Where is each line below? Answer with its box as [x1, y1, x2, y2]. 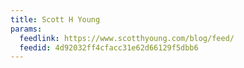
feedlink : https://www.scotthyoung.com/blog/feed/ [19, 33, 235, 43]
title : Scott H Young [10, 14, 101, 25]
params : [10, 24, 43, 34]
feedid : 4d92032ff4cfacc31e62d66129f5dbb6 [19, 42, 199, 53]
